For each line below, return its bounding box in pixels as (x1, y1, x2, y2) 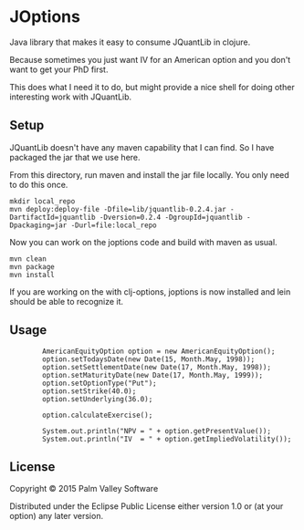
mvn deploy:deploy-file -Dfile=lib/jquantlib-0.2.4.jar (9, 204, 226, 213)
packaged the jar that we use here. (9, 151, 141, 162)
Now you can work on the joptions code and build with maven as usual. (9, 236, 278, 247)
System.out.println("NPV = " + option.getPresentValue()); (42, 426, 272, 435)
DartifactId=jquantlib (9, 213, 96, 222)
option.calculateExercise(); (42, 410, 153, 420)
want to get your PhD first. (9, 64, 109, 75)
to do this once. (9, 179, 68, 190)
